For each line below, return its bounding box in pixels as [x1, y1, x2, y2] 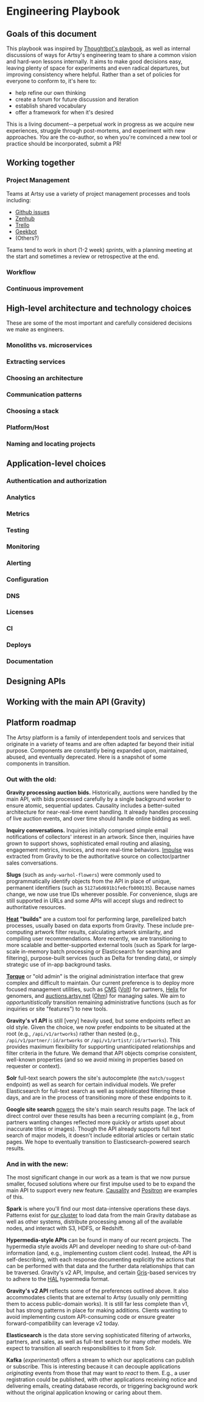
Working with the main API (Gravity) [6, 697, 146, 707]
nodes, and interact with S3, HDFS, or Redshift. [6, 1225, 125, 1232]
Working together [6, 158, 75, 168]
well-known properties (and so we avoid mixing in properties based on [6, 1056, 184, 1063]
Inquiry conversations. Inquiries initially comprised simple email [6, 827, 169, 834]
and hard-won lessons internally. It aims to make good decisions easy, [6, 58, 183, 65]
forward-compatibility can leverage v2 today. [6, 1319, 120, 1327]
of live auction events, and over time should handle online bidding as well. [6, 815, 192, 822]
